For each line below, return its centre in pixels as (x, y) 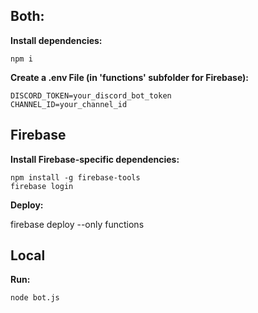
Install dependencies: (56, 40)
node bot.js (35, 298)
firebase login (42, 186)
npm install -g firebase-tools (75, 177)
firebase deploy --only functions (77, 224)
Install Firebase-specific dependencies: (95, 159)
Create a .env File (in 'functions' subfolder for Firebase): (130, 77)
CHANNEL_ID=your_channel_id (69, 104)
